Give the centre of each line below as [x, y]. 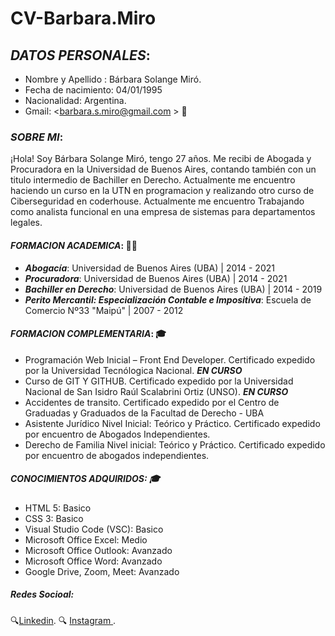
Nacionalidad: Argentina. [75, 100]
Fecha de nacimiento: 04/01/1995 [93, 90]
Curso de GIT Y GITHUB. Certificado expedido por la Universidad [159, 381]
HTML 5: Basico [58, 508]
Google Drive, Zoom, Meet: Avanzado [102, 571]
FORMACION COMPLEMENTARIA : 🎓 [88, 334]
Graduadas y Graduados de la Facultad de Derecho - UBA [144, 413]
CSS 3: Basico [54, 518]
